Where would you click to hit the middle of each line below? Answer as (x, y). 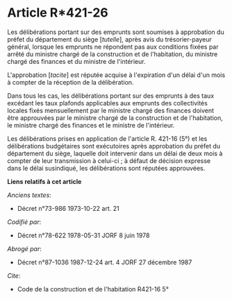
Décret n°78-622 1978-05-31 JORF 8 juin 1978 (83, 235)
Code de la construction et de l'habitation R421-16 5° (93, 289)
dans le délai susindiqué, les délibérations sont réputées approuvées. (106, 168)
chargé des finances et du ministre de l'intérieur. (76, 61)
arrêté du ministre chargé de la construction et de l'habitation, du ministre (113, 54)
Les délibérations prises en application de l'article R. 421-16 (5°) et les (107, 138)
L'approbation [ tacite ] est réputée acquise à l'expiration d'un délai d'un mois (116, 75)
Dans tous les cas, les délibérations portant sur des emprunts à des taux (111, 96)
